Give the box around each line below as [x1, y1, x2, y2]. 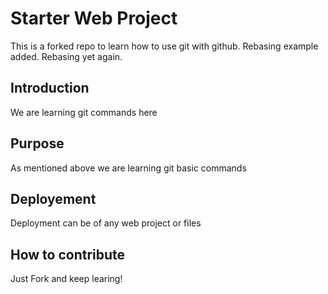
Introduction [10, 80, 90, 97]
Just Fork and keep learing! [10, 273, 123, 285]
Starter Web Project [10, 7, 178, 30]
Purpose [10, 135, 65, 152]
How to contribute [10, 246, 126, 263]
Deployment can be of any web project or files [10, 217, 202, 229]
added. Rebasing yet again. [10, 50, 123, 62]
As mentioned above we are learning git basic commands [10, 162, 247, 174]
